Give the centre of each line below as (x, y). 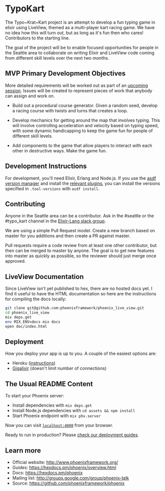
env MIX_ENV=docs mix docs (33, 322)
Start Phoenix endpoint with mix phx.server (56, 416)
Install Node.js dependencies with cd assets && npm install (74, 411)
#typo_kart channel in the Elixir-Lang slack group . (55, 221)
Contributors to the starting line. (37, 38)
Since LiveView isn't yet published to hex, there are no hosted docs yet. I (79, 288)
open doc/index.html (26, 326)
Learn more (23, 450)
